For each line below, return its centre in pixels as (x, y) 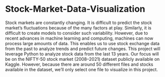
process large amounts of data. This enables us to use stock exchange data (82, 43)
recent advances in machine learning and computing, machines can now (79, 38)
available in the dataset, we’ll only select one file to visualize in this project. (82, 69)
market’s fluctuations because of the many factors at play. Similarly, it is (78, 27)
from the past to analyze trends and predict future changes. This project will (83, 49)
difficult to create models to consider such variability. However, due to (77, 33)
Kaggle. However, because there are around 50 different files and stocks (79, 64)
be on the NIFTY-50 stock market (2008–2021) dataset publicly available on (82, 59)
